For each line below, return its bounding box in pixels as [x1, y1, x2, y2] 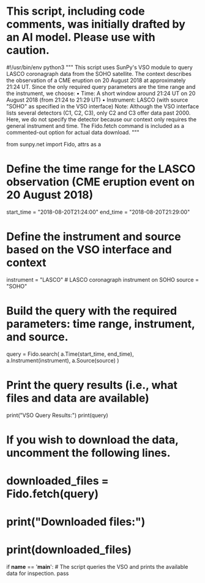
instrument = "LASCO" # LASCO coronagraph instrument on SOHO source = [6, 276, 199, 283]
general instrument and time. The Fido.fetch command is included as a [6, 122, 185, 129]
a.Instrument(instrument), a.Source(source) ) [6, 356, 119, 364]
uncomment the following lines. [6, 446, 171, 460]
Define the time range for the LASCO [6, 162, 196, 176]
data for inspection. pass [6, 570, 69, 577]
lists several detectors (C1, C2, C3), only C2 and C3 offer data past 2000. [6, 109, 191, 116]
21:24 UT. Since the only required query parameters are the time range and [6, 83, 196, 90]
